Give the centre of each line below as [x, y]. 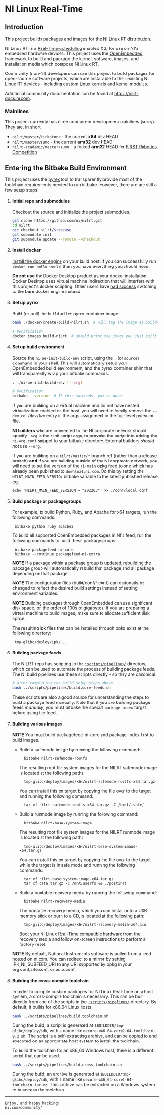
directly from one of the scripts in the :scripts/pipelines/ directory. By [84, 1002]
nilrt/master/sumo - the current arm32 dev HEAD [62, 142]
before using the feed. [34, 713]
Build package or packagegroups [47, 501]
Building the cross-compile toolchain [51, 980]
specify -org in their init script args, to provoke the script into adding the [85, 436]
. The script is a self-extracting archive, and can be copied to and [91, 1036]
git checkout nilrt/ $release [42, 230]
